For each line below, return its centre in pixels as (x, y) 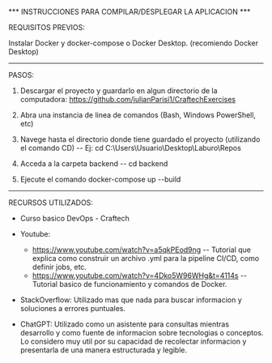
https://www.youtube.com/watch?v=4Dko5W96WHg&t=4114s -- (140, 275)
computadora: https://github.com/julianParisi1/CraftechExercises (128, 99)
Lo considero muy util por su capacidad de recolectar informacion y (133, 341)
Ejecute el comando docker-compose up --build (100, 179)
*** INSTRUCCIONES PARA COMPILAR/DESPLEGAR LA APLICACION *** (130, 12)
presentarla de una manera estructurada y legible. (104, 350)
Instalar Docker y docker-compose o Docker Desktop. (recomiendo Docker (134, 43)
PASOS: (21, 75)
